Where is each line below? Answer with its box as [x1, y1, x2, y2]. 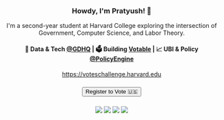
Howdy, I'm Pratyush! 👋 [71, 6, 152, 16]
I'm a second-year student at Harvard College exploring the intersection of [6, 22, 217, 30]
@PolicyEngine [89, 55, 134, 63]
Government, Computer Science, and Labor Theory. [38, 29, 185, 37]
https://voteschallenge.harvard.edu [62, 70, 162, 78]
